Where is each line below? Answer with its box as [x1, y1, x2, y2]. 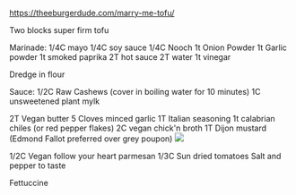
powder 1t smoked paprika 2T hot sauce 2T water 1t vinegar [9, 52, 231, 62]
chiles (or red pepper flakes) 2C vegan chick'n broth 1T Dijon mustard [9, 123, 267, 133]
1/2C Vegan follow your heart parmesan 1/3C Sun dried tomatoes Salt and [9, 151, 282, 161]
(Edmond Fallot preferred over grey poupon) [9, 133, 173, 144]
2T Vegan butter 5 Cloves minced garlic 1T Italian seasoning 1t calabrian [9, 114, 275, 123]
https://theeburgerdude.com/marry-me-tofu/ [9, 8, 175, 18]
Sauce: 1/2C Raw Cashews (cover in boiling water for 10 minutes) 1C [9, 87, 262, 97]
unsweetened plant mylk [9, 96, 100, 106]
